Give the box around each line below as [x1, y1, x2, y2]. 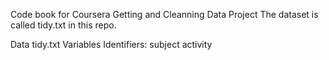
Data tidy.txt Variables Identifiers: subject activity [10, 39, 213, 50]
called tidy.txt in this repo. [10, 19, 117, 31]
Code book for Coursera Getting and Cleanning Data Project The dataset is [10, 9, 319, 20]
